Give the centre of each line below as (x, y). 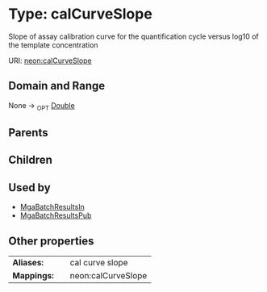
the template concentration (53, 44)
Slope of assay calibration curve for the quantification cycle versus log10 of (134, 36)
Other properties (51, 241)
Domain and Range (57, 86)
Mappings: (33, 275)
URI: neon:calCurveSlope (50, 60)
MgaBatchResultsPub (56, 215)
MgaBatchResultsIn (52, 207)
